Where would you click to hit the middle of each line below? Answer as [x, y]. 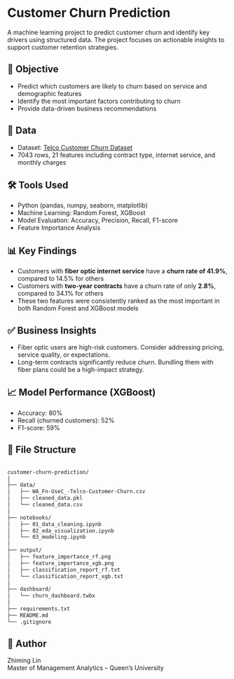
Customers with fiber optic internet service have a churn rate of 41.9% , [122, 271]
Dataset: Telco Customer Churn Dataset [75, 147]
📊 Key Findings [42, 251]
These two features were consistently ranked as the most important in [118, 301]
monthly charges [42, 162]
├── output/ [25, 550]
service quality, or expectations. [64, 355]
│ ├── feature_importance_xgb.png [61, 563]
